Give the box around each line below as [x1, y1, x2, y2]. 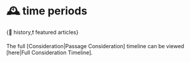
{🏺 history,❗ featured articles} [6, 28, 79, 36]
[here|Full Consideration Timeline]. [6, 49, 93, 56]
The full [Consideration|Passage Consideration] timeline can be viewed [6, 42, 185, 49]
